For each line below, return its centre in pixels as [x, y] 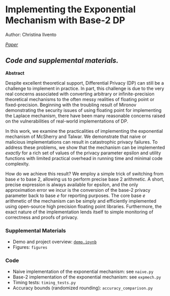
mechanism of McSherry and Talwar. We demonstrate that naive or [76, 136]
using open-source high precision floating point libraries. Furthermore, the [84, 206]
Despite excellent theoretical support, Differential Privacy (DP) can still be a [85, 83]
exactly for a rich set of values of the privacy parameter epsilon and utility [83, 153]
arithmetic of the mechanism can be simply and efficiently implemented [81, 201]
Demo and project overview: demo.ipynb [55, 242]
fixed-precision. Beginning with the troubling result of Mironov [71, 105]
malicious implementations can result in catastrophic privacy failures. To [81, 142]
